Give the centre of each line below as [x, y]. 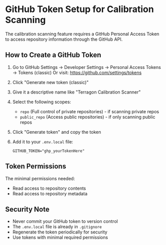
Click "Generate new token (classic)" [50, 82]
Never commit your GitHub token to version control [65, 221]
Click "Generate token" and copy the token [57, 132]
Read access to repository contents [49, 188]
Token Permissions [36, 166]
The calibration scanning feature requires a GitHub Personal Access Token [82, 34]
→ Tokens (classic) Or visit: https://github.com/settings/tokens [77, 72]
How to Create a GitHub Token [53, 55]
